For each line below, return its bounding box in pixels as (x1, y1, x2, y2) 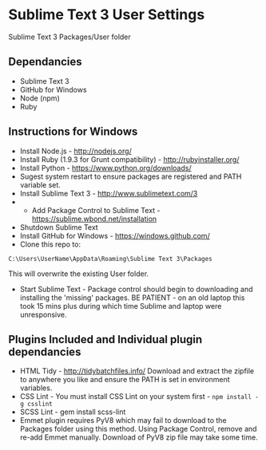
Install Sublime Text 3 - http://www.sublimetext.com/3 (19, 188, 198, 198)
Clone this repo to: (19, 239, 81, 249)
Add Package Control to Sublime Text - (31, 205, 161, 215)
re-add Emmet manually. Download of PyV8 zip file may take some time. (19, 432, 258, 442)
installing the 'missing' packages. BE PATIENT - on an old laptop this (19, 293, 245, 302)
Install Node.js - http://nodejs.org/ (19, 146, 132, 156)
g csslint (19, 401, 54, 409)
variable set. (19, 180, 62, 189)
